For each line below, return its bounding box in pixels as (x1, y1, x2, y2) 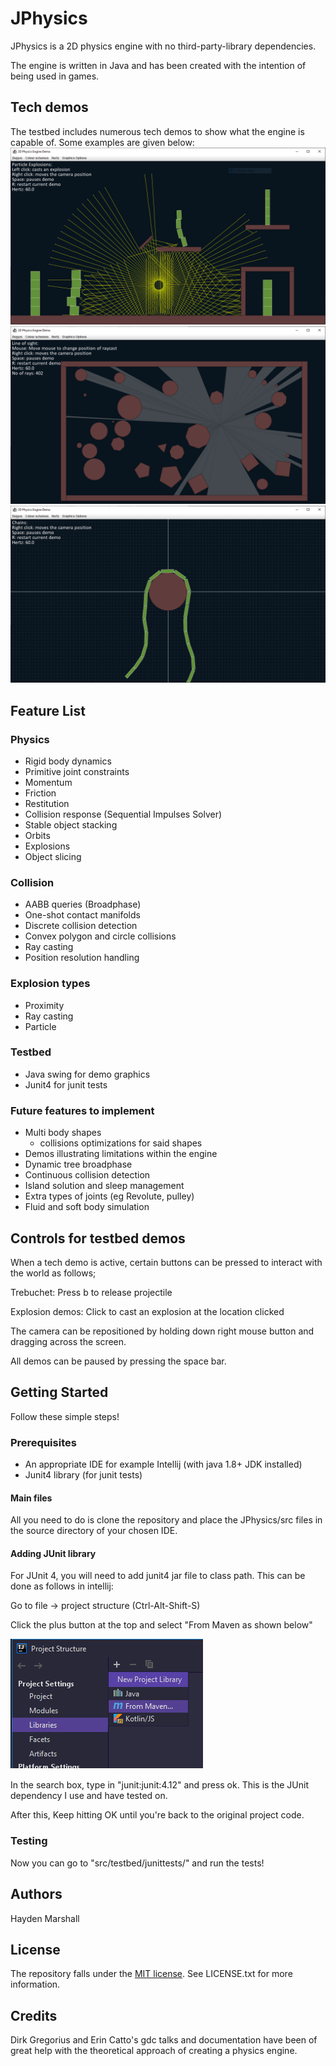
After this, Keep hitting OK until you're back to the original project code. (10, 1809, 305, 1821)
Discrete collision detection (24, 920, 138, 932)
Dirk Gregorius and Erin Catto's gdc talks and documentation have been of (10, 2034, 318, 2046)
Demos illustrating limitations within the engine (24, 1148, 218, 1160)
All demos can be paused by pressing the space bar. (10, 1355, 227, 1367)
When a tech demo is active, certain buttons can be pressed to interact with (10, 1256, 323, 1268)
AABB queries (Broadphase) (24, 898, 142, 911)
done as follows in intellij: (10, 1580, 114, 1592)
